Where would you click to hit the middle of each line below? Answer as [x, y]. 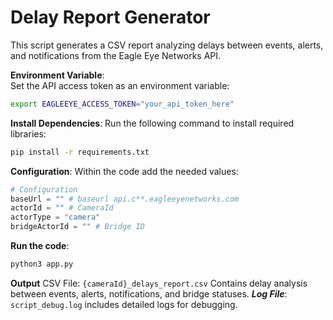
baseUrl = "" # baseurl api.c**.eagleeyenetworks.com [125, 199]
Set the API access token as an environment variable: [120, 85]
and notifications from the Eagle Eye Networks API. [116, 55]
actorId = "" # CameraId [62, 208]
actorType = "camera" [55, 217]
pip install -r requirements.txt [80, 152]
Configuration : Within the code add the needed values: [124, 171]
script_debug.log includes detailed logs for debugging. [124, 304]
